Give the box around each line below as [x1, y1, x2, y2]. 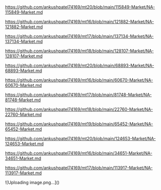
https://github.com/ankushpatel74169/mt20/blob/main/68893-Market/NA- [5, 63, 155, 68]
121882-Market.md [5, 24, 43, 30]
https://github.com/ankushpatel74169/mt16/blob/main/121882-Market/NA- [5, 19, 154, 24]
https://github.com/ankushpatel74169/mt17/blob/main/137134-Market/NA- [5, 34, 154, 39]
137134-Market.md [5, 38, 43, 44]
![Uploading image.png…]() [5, 180, 60, 185]
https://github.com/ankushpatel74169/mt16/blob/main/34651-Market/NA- [5, 151, 153, 156]
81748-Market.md [5, 97, 41, 103]
